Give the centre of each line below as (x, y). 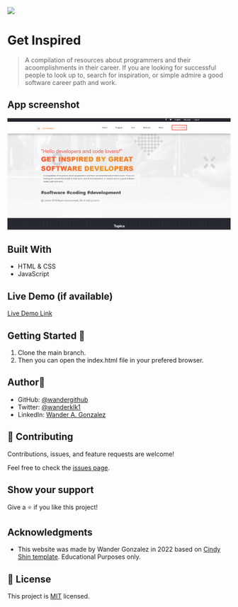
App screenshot (44, 105)
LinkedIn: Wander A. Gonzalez (62, 414)
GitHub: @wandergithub (53, 399)
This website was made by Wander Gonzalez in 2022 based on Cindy (119, 550)
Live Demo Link (30, 313)
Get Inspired (44, 41)
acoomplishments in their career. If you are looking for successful (120, 67)
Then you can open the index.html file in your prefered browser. (110, 360)
